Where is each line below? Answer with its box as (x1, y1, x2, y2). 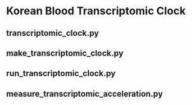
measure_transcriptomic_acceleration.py (6, 88, 163, 99)
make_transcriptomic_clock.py (6, 48, 124, 58)
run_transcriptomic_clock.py (6, 69, 116, 79)
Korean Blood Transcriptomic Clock (6, 4, 186, 18)
